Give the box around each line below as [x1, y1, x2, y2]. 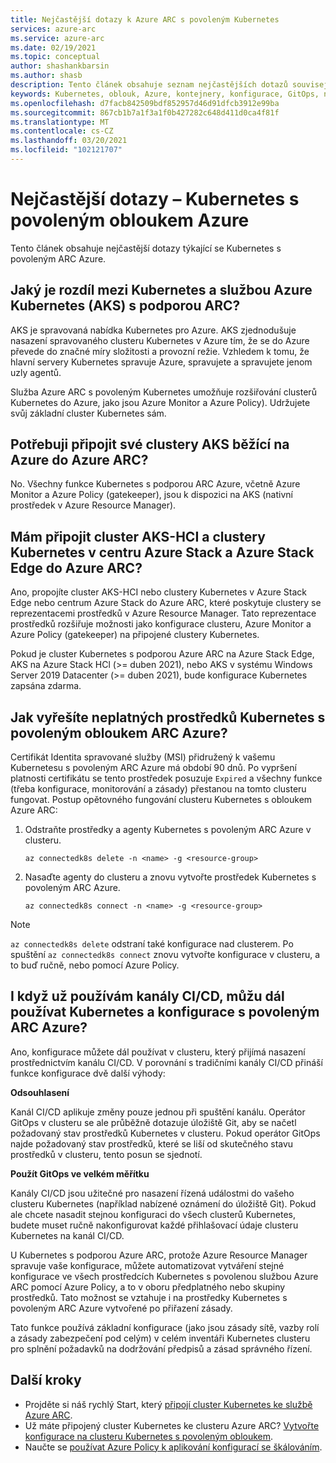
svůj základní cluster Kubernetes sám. [10, 407, 167, 419]
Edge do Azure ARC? [10, 559, 143, 576]
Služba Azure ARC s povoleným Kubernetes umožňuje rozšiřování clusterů [10, 386, 317, 398]
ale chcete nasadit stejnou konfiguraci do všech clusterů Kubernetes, [10, 1208, 296, 1220]
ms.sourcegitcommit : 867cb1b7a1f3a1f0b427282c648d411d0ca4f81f [10, 107, 280, 118]
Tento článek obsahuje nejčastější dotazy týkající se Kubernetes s [10, 242, 282, 254]
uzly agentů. [10, 366, 62, 378]
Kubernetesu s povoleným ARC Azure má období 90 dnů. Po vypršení [10, 762, 297, 774]
